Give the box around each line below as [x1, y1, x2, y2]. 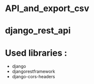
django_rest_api [5, 25, 71, 36]
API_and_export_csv [5, 3, 90, 14]
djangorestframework [12, 68, 55, 74]
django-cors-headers [12, 74, 55, 80]
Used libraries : [5, 47, 67, 58]
